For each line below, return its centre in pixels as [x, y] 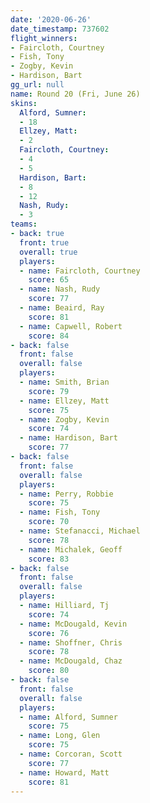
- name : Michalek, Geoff [71, 549]
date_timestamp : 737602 [60, 29]
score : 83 [49, 559]
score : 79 [49, 391]
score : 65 [49, 280]
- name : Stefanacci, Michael [80, 531]
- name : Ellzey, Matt [64, 401]
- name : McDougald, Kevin [73, 624]
